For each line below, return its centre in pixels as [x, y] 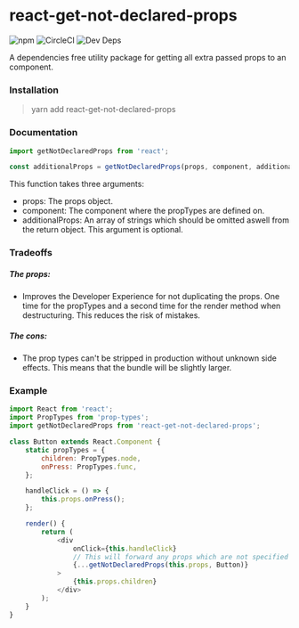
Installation [34, 90]
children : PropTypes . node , [91, 458]
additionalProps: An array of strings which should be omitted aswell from [156, 220]
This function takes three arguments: [77, 184]
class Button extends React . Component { [85, 442]
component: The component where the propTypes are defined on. [143, 211]
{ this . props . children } [115, 582]
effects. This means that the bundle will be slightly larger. [127, 368]
